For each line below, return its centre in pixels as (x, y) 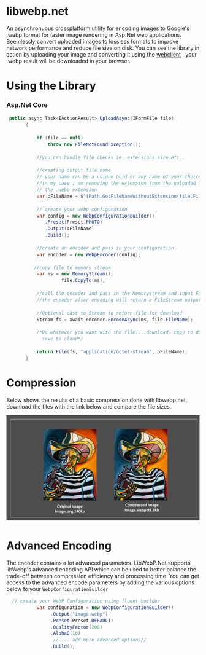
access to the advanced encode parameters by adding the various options (101, 582)
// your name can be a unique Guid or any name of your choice (119, 177)
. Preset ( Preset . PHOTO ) (74, 222)
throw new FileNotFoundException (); (94, 144)
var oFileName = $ (60, 196)
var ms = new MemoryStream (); (75, 274)
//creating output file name (74, 170)
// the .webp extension (67, 190)
